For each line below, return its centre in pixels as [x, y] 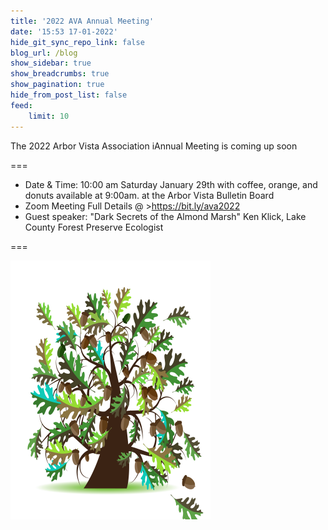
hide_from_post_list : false [69, 95]
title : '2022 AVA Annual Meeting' [82, 21]
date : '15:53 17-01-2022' [64, 31]
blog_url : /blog [44, 53]
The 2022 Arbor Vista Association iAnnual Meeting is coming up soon [154, 146]
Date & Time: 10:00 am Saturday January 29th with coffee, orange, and [171, 184]
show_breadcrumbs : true [60, 74]
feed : [21, 105]
